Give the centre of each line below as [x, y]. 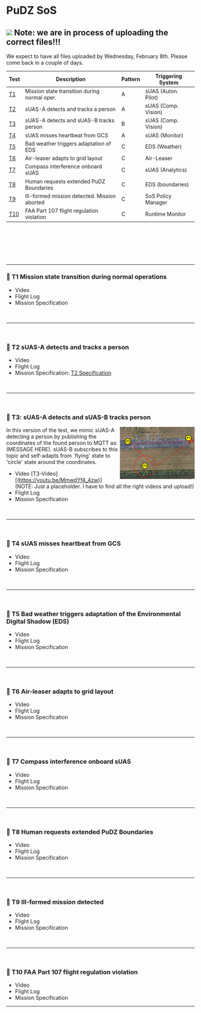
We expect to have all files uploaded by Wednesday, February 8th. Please [97, 56]
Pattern [131, 79]
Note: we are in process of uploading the [91, 33]
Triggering [169, 76]
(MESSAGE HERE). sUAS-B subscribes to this [62, 450]
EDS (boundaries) [167, 184]
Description [71, 79]
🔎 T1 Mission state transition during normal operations [87, 277]
